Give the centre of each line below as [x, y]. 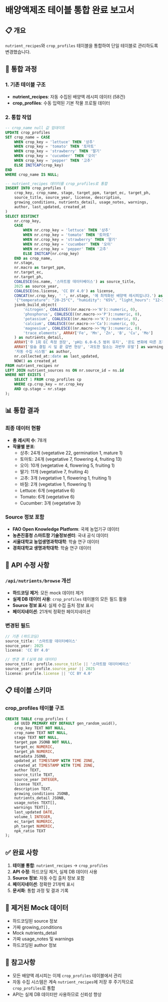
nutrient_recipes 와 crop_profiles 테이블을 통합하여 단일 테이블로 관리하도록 [82, 45]
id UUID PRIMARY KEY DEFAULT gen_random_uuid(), [66, 723]
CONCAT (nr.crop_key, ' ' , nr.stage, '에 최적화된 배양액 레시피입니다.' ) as [88, 296]
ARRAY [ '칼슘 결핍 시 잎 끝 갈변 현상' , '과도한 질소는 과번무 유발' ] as [80, 347]
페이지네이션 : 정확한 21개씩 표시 [43, 885]
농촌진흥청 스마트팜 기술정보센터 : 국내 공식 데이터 [60, 535]
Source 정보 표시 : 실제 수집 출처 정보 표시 [53, 605]
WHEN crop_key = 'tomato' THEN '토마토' [55, 147]
